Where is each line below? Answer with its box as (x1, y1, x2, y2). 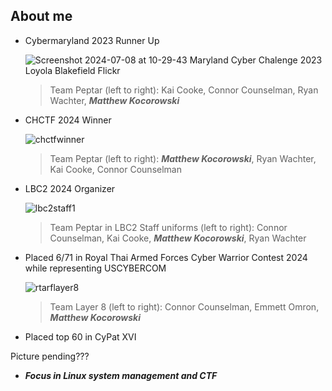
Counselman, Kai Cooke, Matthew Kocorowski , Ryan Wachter (49, 232, 307, 244)
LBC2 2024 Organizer (24, 182, 116, 194)
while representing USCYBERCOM (24, 262, 167, 274)
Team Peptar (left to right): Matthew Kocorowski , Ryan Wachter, (49, 152, 317, 164)
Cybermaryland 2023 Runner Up (24, 34, 160, 46)
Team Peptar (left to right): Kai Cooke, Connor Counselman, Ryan (49, 84, 319, 96)
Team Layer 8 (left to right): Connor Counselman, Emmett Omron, (49, 300, 320, 313)
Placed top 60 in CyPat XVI (24, 330, 137, 343)
